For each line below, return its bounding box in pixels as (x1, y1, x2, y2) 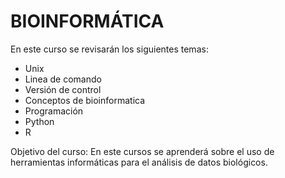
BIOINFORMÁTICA (10, 10, 165, 33)
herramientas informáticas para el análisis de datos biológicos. (10, 156, 268, 168)
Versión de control (24, 83, 102, 95)
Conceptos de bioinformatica (24, 94, 146, 106)
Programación (24, 105, 84, 117)
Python (24, 115, 55, 127)
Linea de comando (24, 73, 102, 85)
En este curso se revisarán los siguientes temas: (10, 43, 209, 55)
